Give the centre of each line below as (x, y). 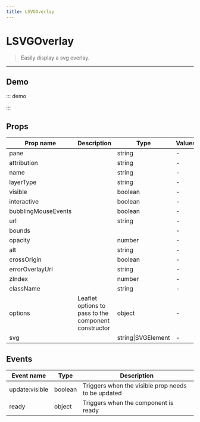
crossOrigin (25, 260)
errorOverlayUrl (31, 270)
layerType (23, 182)
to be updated (102, 393)
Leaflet (87, 298)
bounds (20, 231)
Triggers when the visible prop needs (135, 386)
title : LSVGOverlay (30, 12)
